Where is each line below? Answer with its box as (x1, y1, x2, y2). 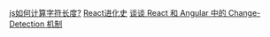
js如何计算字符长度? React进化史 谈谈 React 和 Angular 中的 (9, 8, 227, 18)
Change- (228, 8, 261, 18)
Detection (9, 18, 45, 29)
